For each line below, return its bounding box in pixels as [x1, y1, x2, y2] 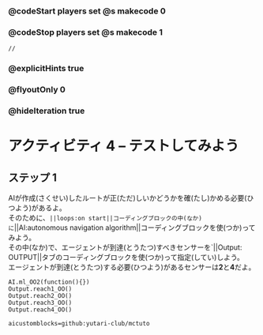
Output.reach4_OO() [8, 306, 73, 314]
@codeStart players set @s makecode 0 [8, 6, 166, 17]
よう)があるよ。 [14, 203, 67, 213]
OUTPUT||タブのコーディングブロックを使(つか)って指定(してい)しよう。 [8, 252, 245, 262]
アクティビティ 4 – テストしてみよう [8, 137, 239, 155]
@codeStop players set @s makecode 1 [8, 26, 163, 37]
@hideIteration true [8, 105, 85, 116]
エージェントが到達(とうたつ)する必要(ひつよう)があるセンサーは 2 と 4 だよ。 [8, 262, 256, 272]
